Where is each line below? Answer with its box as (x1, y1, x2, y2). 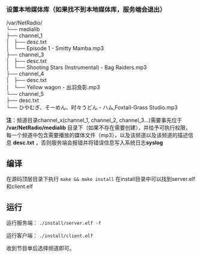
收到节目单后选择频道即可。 (6, 244, 75, 252)
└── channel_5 (6, 90, 44, 98)
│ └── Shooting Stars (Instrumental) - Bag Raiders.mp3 (6, 64, 147, 71)
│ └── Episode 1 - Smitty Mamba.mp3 (6, 45, 104, 52)
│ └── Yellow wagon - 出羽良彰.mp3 (6, 84, 100, 91)
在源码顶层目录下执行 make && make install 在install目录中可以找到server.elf (6, 176, 196, 183)
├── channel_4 (6, 70, 44, 77)
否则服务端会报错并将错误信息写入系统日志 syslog (41, 139, 163, 146)
